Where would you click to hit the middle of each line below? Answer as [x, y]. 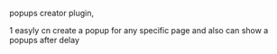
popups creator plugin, [52, 13]
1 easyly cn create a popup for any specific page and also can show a [139, 30]
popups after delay [44, 40]
